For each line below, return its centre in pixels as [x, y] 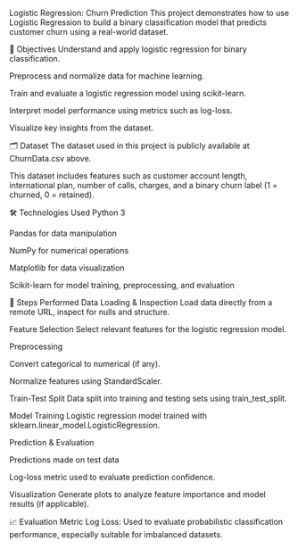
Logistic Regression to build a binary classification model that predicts [138, 22]
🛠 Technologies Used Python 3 [67, 212]
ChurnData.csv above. [50, 158]
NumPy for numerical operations [69, 250]
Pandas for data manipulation [63, 233]
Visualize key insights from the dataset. [82, 128]
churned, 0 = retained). [52, 195]
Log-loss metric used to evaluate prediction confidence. [112, 477]
